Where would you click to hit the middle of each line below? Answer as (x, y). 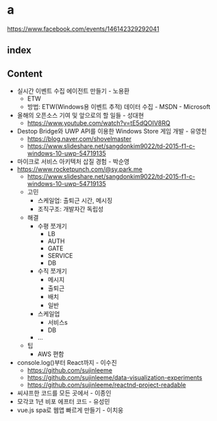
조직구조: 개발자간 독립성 (71, 209)
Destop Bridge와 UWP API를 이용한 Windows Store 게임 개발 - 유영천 (112, 131)
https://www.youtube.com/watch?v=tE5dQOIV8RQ (99, 123)
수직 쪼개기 (52, 271)
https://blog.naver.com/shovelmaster (79, 139)
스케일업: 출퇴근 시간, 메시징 (75, 201)
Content (25, 74)
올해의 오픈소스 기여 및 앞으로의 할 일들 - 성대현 (80, 116)
